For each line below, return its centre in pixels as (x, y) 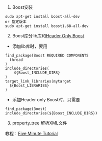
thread (16, 60)
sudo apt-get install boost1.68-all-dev (47, 26)
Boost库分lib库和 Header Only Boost (48, 36)
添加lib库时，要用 (30, 46)
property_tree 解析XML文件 (40, 123)
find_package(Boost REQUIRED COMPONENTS (47, 56)
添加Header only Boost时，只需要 (46, 99)
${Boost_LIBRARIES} (29, 85)
